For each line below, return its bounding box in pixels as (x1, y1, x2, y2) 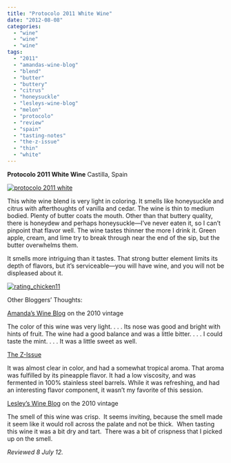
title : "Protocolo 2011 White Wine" (7, 10, 112, 17)
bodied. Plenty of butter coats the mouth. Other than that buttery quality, (7, 211, 213, 219)
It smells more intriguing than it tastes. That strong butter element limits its (7, 254, 219, 262)
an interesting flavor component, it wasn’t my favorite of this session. (7, 386, 203, 394)
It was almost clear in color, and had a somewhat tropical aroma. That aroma (7, 364, 224, 372)
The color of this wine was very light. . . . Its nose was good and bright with (7, 322, 221, 331)
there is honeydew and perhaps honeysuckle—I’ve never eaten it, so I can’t (7, 219, 221, 227)
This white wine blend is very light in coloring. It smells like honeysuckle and (7, 197, 224, 205)
